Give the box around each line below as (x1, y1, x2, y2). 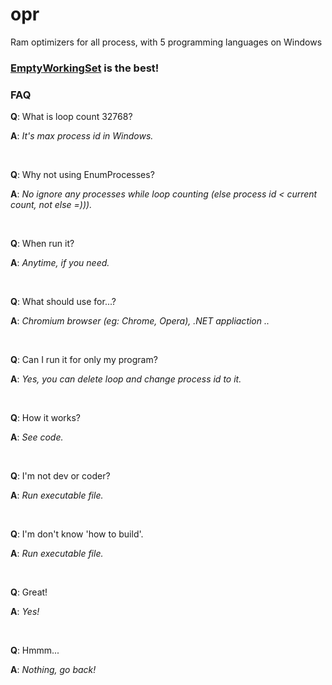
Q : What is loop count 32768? (10, 111, 133, 123)
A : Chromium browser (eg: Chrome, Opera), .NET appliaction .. (10, 315, 270, 327)
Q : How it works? (10, 412, 82, 424)
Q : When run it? (10, 238, 75, 250)
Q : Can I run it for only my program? (10, 354, 158, 366)
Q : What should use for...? (10, 296, 117, 308)
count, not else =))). (10, 199, 93, 211)
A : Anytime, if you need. (10, 257, 110, 269)
